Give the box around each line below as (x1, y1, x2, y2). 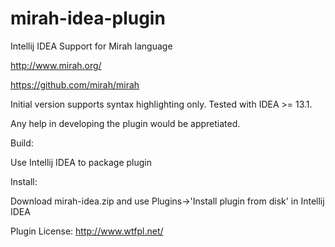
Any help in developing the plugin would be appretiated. (10, 117, 241, 129)
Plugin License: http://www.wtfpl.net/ (10, 225, 164, 237)
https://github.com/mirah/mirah (10, 78, 140, 91)
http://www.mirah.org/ (10, 59, 102, 71)
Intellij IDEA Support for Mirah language (10, 40, 173, 52)
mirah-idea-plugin (10, 7, 166, 30)
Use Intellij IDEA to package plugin (10, 156, 152, 168)
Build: (10, 137, 34, 149)
